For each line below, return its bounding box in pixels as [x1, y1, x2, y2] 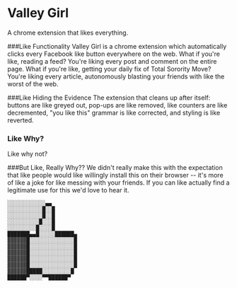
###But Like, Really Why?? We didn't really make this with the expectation [7, 163, 223, 172]
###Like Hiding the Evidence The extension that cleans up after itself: [7, 93, 211, 102]
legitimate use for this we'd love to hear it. [7, 186, 129, 195]
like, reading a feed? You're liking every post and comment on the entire [7, 57, 217, 65]
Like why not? [7, 150, 48, 159]
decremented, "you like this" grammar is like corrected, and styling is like [7, 108, 221, 117]
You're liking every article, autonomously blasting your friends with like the [7, 72, 225, 81]
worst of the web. [7, 79, 59, 88]
